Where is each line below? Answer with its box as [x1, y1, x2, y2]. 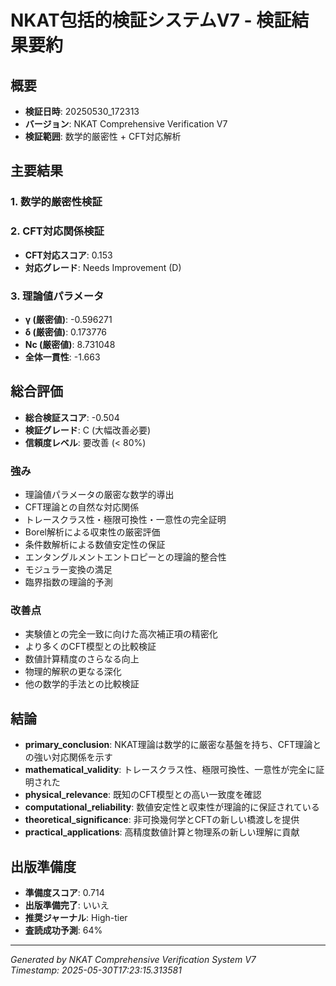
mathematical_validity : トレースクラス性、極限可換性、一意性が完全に [24, 764, 317, 776]
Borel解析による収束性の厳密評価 [24, 526, 161, 538]
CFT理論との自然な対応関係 [24, 501, 140, 513]
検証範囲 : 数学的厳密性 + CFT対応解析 [24, 131, 182, 142]
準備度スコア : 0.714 [24, 886, 105, 898]
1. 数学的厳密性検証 [10, 195, 103, 209]
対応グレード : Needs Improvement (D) [24, 261, 182, 273]
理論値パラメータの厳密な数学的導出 [24, 489, 175, 501]
